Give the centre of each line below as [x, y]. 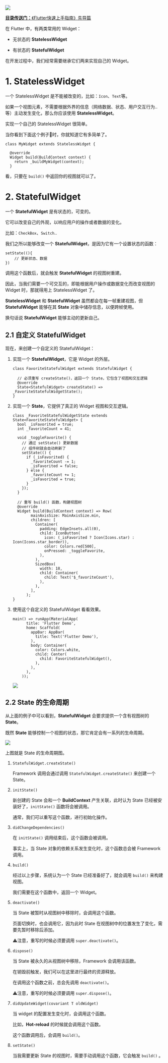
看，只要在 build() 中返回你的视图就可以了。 [52, 176]
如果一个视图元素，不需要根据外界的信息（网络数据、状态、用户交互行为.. [81, 106]
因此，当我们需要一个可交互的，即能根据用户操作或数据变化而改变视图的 [80, 284]
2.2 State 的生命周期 [37, 703]
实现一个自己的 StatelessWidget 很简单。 [48, 124]
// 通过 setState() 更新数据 [50, 443]
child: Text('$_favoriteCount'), [79, 577]
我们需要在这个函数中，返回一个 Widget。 [56, 892]
